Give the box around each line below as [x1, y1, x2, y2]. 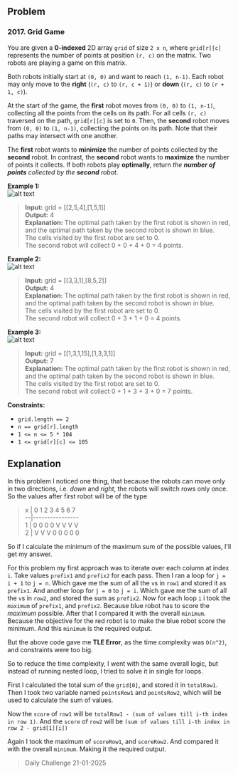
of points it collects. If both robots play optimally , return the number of [7, 160, 215, 169]
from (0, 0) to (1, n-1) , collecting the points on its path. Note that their [7, 124, 218, 132]
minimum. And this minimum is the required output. [7, 624, 153, 632]
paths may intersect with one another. [7, 131, 119, 140]
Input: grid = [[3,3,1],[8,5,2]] [24, 276, 107, 284]
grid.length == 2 [17, 416, 70, 423]
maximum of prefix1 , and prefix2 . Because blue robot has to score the [7, 601, 210, 610]
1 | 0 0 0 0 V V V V [24, 521, 79, 529]
